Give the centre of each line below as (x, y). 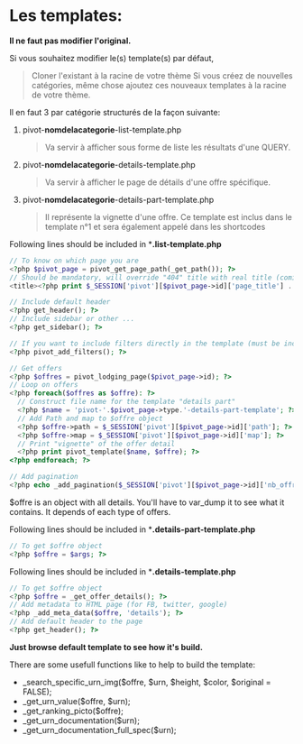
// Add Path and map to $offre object (91, 418)
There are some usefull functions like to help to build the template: (133, 665)
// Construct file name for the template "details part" (127, 402)
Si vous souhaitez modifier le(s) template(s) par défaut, (112, 58)
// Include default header (60, 302)
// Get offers (36, 368)
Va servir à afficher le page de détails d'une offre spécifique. (158, 182)
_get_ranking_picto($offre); (73, 711)
